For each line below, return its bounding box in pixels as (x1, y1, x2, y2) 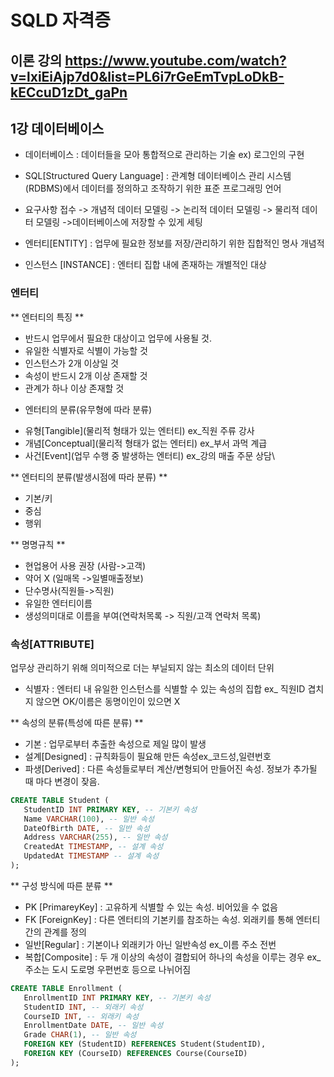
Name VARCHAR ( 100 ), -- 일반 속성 (23, 814, 155, 824)
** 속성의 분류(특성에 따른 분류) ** (10, 716, 144, 728)
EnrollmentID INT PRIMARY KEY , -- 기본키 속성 (23, 992, 211, 1003)
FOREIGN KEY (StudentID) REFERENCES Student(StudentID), (23, 1039, 267, 1050)
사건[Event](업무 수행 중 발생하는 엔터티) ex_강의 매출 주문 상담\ (24, 449, 276, 461)
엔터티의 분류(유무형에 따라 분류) (24, 403, 153, 415)
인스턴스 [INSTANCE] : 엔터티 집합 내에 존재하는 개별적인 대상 (24, 259, 267, 271)
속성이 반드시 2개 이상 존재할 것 (24, 369, 148, 381)
